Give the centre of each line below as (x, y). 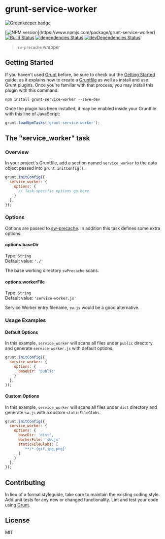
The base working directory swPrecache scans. (52, 270)
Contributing (25, 482)
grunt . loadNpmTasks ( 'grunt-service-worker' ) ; (52, 123)
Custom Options (22, 396)
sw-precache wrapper (38, 47)
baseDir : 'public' (37, 371)
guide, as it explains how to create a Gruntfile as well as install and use (77, 79)
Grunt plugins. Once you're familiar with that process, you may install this (79, 85)
